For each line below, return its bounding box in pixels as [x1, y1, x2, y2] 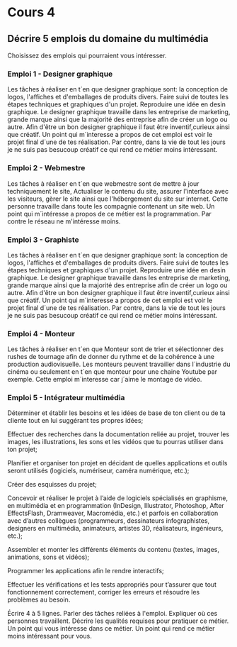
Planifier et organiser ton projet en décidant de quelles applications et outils [7, 459, 228, 468]
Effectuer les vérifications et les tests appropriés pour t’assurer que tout [7, 580, 217, 589]
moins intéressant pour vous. [7, 632, 92, 641]
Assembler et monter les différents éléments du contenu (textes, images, [7, 546, 219, 554]
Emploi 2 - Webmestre [7, 163, 86, 173]
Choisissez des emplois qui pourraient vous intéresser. [7, 51, 167, 60]
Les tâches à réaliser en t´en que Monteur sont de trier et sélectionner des [7, 345, 224, 353]
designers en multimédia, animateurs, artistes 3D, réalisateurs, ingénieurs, [7, 524, 224, 533]
